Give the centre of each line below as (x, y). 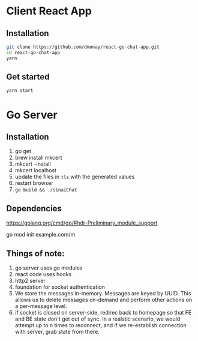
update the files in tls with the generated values (75, 177)
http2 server (30, 280)
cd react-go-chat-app (33, 52)
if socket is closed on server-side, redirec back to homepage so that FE (103, 312)
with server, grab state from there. (57, 331)
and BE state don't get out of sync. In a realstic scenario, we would (97, 319)
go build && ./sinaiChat (46, 190)
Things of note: (35, 253)
